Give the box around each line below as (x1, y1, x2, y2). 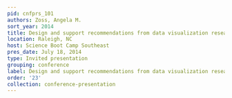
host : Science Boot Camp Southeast (7, 42, 110, 49)
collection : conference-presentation (7, 81, 116, 88)
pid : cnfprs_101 (7, 10, 54, 17)
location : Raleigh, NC (7, 36, 72, 43)
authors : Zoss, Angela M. (7, 17, 81, 23)
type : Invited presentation (7, 55, 88, 62)
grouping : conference (7, 61, 70, 68)
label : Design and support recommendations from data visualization (7, 68, 209, 75)
